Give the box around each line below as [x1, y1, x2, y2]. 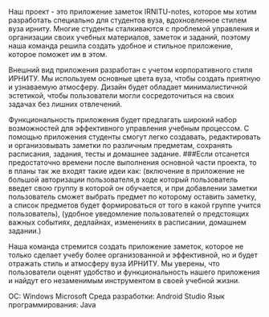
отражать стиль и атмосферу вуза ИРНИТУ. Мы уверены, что [8, 259, 220, 268]
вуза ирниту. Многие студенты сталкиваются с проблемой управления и [8, 24, 259, 33]
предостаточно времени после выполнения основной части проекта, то [8, 158, 257, 167]
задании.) [8, 226, 42, 236]
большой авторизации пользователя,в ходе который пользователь [8, 175, 238, 184]
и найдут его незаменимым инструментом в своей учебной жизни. [8, 276, 241, 285]
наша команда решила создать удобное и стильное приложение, [8, 41, 233, 51]
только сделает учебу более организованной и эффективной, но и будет [8, 250, 259, 260]
